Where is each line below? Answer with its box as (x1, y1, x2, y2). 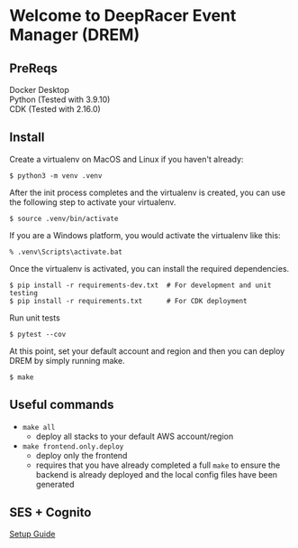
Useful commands (9, 397, 114, 413)
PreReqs (9, 60, 59, 76)
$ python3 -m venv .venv (9, 171, 103, 181)
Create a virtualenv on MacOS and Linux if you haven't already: (9, 153, 244, 164)
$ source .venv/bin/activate (9, 214, 119, 223)
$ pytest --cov (9, 330, 67, 339)
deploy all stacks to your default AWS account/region (35, 431, 234, 441)
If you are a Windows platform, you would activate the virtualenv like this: (9, 229, 281, 240)
